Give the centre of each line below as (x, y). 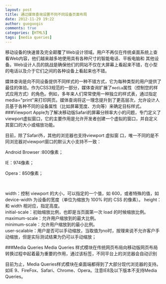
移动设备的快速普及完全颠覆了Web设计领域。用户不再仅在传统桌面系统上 (79, 52)
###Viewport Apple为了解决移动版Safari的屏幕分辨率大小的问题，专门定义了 (83, 112)
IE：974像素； (20, 162)
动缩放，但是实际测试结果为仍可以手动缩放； (51, 237)
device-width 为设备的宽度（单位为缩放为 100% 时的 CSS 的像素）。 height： (83, 200)
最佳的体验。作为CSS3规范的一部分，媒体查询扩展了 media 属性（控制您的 (79, 87)
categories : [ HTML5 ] (27, 33)
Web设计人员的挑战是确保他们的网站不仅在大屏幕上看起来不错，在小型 (85, 65)
